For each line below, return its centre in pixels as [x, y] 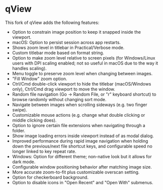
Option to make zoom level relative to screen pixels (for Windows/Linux [83, 58]
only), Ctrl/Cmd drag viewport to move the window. [64, 89]
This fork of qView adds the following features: [52, 22]
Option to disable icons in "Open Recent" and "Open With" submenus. [83, 182]
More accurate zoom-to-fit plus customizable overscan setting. [76, 172]
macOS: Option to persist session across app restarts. [66, 42]
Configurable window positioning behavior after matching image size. [82, 167]
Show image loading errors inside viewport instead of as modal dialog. [83, 136]
